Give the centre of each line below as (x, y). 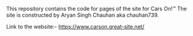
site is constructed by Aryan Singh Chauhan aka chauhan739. (83, 15)
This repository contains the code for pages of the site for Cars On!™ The (97, 9)
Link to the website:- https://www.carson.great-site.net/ (75, 27)
